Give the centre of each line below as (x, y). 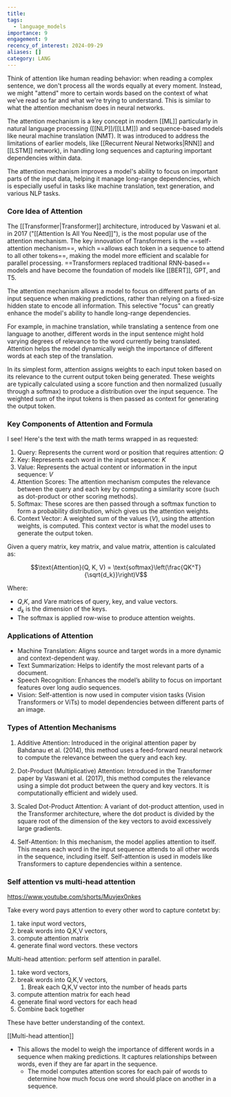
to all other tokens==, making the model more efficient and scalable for (108, 256)
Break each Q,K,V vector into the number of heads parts (107, 987)
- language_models (40, 26)
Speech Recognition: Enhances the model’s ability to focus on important (119, 680)
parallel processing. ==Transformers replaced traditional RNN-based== (109, 263)
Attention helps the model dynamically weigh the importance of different (110, 349)
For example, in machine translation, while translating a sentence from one (113, 326)
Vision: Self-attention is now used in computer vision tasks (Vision (111, 695)
